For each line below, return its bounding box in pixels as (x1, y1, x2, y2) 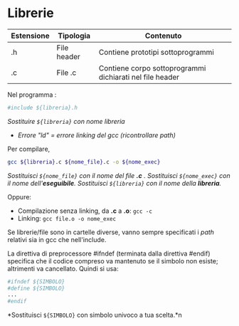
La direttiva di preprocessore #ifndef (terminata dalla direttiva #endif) (7, 249, 211, 258)
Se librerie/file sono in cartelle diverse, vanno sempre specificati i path (7, 228, 215, 236)
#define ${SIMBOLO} (7, 285, 65, 292)
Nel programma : (7, 90, 57, 99)
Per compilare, (7, 144, 51, 153)
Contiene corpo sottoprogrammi (98, 63, 206, 73)
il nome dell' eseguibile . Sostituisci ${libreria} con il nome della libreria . (7, 179, 222, 187)
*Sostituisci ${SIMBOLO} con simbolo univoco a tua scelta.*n (7, 311, 183, 320)
